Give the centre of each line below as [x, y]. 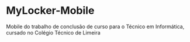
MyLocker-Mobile [50, 11]
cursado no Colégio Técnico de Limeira [53, 32]
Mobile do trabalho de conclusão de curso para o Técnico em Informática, [95, 26]
